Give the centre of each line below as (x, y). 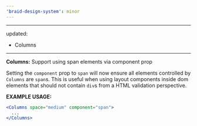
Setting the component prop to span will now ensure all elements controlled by (98, 73)
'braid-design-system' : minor (43, 11)
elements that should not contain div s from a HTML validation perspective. (96, 85)
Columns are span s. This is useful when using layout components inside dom (97, 79)
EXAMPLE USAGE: (29, 96)
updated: (17, 33)
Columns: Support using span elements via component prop (79, 61)
